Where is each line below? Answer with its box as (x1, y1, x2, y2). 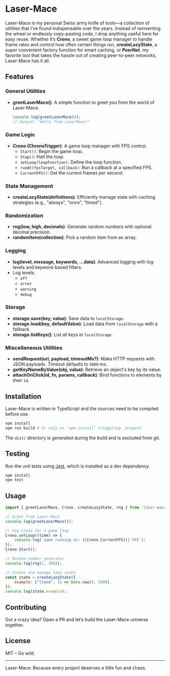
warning (20, 287, 36, 292)
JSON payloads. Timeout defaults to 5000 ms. (12, 361, 108, 367)
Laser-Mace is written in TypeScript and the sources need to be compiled (5, 405, 159, 412)
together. (5, 622, 24, 628)
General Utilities (5, 87, 46, 95)
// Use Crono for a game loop (5, 528, 69, 533)
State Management (5, 182, 54, 190)
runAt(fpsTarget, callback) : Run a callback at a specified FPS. (20, 164, 153, 170)
